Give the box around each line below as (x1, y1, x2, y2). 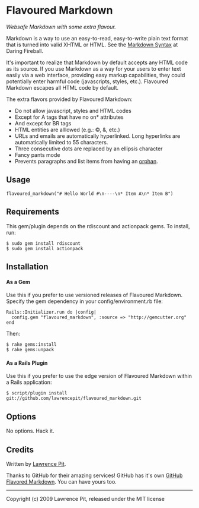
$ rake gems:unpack (6, 347, 54, 353)
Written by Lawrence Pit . (6, 460, 66, 467)
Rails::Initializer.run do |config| (6, 310, 97, 315)
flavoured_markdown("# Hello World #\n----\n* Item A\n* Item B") (6, 191, 174, 197)
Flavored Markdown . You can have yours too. (6, 478, 117, 485)
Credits (6, 444, 34, 455)
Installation (6, 261, 49, 272)
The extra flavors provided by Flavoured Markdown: (6, 96, 133, 103)
